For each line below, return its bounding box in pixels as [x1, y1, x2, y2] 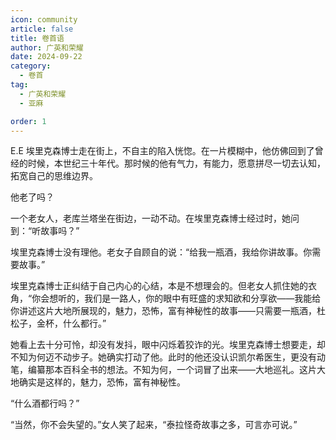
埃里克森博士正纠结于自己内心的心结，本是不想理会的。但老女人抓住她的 [10, 280, 308, 292]
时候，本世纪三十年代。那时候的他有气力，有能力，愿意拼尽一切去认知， [27, 157, 326, 170]
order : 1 [10, 116, 47, 126]
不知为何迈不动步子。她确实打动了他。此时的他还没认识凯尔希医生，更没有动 [10, 351, 326, 363]
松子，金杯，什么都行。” [10, 317, 107, 330]
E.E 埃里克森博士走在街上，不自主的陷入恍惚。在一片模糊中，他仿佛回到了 [10, 145, 315, 157]
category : [10, 61, 52, 71]
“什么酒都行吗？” [10, 397, 80, 410]
